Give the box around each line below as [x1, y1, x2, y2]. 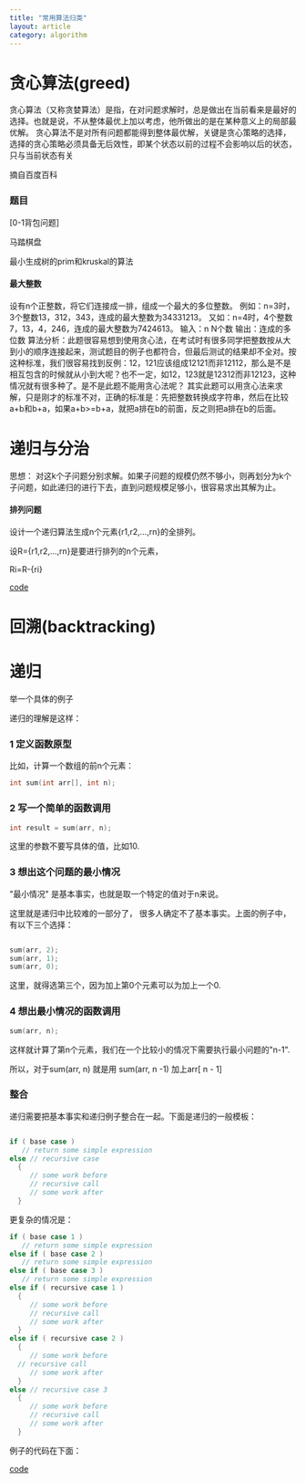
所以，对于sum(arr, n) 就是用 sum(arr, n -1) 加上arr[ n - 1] [9, 1063, 223, 1074]
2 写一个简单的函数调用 [9, 802, 111, 815]
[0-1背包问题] [9, 216, 60, 228]
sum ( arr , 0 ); [9, 962, 59, 972]
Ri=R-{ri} [9, 563, 43, 575]
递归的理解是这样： [9, 713, 82, 724]
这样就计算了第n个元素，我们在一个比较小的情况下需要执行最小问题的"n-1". [9, 1044, 291, 1055]
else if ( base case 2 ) [9, 1249, 104, 1258]
